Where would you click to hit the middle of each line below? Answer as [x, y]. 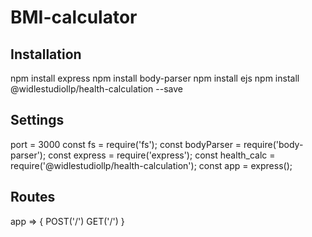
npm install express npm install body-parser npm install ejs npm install [155, 78]
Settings [37, 120]
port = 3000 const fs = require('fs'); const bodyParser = [126, 144]
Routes [33, 197]
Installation [46, 54]
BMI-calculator [74, 17]
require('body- [273, 144]
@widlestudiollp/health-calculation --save [97, 89]
